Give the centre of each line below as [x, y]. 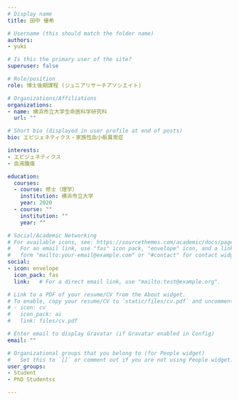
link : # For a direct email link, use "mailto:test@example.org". [117, 281]
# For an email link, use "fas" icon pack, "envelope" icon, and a [113, 249]
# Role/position [31, 79]
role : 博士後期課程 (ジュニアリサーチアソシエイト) [75, 85]
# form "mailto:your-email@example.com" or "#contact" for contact [113, 255]
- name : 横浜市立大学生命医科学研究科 [57, 112]
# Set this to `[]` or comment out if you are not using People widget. [121, 360]
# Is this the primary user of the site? [70, 60]
